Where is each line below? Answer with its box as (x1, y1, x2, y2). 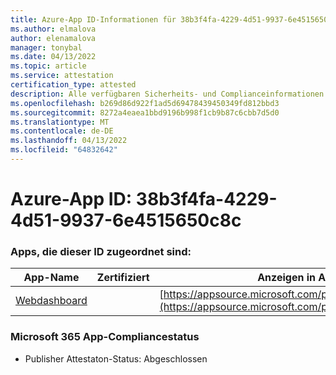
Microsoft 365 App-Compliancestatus (10, 330, 200, 344)
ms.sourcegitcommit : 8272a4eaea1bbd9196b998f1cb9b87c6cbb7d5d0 (10, 107, 280, 118)
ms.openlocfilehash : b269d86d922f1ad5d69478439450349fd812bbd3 (10, 98, 280, 108)
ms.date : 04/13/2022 (10, 52, 97, 62)
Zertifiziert (96, 271, 150, 285)
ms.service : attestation (10, 71, 114, 81)
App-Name (23, 271, 80, 285)
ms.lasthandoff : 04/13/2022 (10, 136, 128, 146)
